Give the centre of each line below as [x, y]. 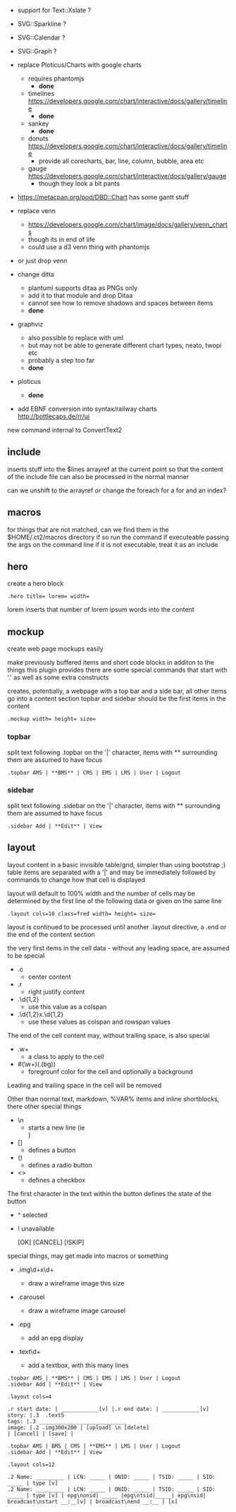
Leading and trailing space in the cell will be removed [85, 1085]
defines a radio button [60, 1165]
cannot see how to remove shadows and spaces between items [120, 303]
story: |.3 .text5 [36, 1415]
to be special [26, 955]
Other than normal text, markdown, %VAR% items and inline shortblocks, [113, 1099]
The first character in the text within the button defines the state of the [110, 1193]
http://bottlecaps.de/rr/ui [54, 416]
